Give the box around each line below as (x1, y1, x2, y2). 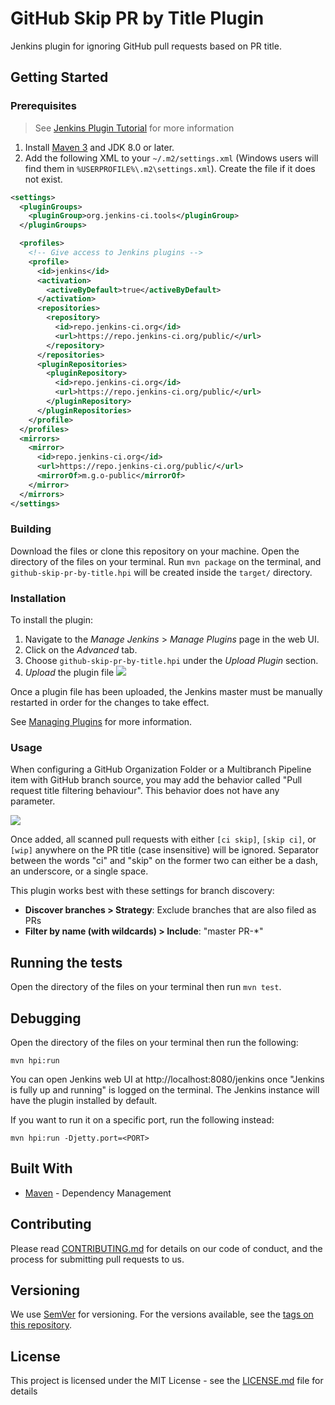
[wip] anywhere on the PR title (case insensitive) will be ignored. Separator (10, 844, 319, 856)
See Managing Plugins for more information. (10, 716, 193, 728)
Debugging (10, 1010, 82, 1027)
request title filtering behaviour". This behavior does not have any (10, 785, 280, 797)
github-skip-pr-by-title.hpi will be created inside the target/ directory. (10, 566, 313, 578)
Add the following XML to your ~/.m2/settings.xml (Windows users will (24, 152, 319, 164)
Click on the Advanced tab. (24, 644, 138, 656)
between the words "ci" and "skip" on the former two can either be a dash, (10, 855, 319, 867)
